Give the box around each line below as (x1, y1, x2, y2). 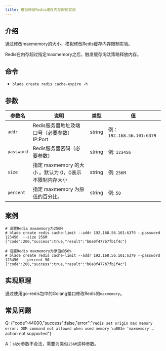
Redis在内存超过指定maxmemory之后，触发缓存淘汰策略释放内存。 (5, 52, 142, 58)
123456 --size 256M (5, 234, 48, 239)
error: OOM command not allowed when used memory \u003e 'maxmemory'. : (5, 325, 155, 331)
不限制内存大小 (33, 176, 68, 183)
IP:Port (33, 136, 48, 143)
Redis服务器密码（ (33, 145, 76, 152)
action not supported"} (5, 330, 52, 336)
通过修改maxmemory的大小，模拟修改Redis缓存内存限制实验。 (5, 41, 133, 47)
